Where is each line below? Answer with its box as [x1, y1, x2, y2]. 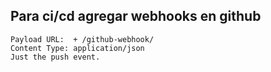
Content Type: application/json [10, 43, 145, 53]
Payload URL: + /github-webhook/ [10, 34, 155, 44]
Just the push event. [10, 52, 101, 62]
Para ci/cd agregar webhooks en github [10, 8, 262, 25]
